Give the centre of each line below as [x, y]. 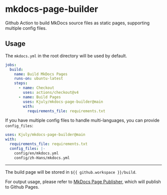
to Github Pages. [22, 187]
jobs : [11, 65]
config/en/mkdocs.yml [36, 153]
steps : [21, 83]
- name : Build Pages [40, 97]
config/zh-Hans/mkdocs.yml [42, 158]
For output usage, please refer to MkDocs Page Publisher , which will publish [83, 182]
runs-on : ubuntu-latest [39, 79]
